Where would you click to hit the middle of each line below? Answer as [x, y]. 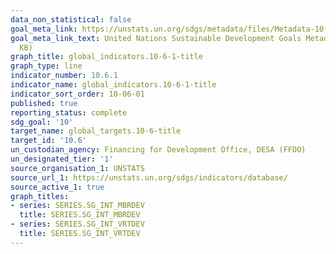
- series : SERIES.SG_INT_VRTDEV [77, 224]
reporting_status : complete [69, 112]
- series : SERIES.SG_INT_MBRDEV [77, 206]
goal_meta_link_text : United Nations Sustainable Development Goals [156, 38]
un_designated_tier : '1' [62, 159]
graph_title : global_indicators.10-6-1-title [106, 57]
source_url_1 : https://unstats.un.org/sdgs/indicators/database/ [149, 177]
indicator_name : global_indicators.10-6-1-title [113, 85]
